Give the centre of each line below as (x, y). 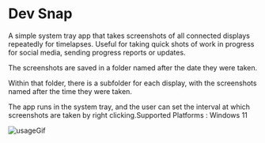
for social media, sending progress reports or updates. (97, 52)
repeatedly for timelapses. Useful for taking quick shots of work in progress (131, 43)
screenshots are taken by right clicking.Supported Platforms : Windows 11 (128, 115)
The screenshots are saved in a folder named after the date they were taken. (133, 67)
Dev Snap (40, 14)
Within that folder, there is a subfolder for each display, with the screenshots (132, 83)
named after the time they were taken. (70, 91)
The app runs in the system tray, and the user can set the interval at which (129, 107)
